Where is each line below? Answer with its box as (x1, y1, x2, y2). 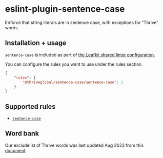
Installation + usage (5, 39, 67, 47)
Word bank (5, 129, 39, 138)
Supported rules (5, 102, 56, 111)
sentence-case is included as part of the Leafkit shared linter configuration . (5, 52, 155, 58)
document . (5, 147, 27, 153)
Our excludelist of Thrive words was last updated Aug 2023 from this (5, 142, 144, 148)
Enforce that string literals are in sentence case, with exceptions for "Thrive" (5, 20, 159, 25)
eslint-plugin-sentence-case (5, 3, 125, 15)
